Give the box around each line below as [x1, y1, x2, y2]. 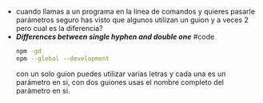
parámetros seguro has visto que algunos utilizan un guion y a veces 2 [15, 15, 249, 25]
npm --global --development [15, 55, 110, 63]
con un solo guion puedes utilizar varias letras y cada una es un [15, 69, 226, 78]
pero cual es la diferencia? [15, 24, 103, 32]
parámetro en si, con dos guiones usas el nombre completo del [15, 77, 224, 86]
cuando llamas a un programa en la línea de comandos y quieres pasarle [15, 7, 256, 16]
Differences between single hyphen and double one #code [15, 32, 215, 41]
